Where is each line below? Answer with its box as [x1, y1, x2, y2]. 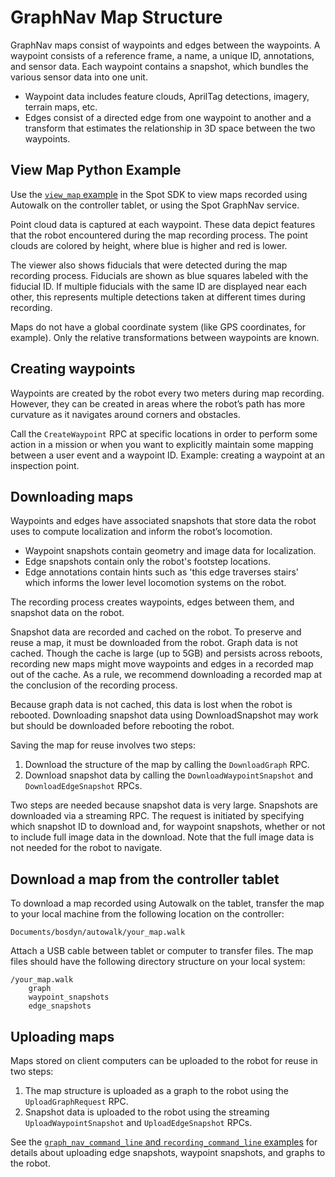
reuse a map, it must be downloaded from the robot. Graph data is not [10, 637, 298, 649]
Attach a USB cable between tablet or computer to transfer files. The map [10, 945, 314, 957]
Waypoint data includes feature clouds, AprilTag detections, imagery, [24, 90, 310, 102]
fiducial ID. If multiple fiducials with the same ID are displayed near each [10, 280, 307, 292]
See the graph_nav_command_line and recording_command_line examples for [10, 1136, 318, 1148]
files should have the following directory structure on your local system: [10, 956, 306, 968]
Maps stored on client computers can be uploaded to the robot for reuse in [10, 1055, 318, 1066]
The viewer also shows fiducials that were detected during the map [10, 259, 288, 271]
